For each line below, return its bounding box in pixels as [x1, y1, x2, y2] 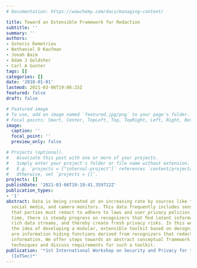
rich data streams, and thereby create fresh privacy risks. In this [11, 220, 185, 226]
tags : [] [6, 68, 28, 74]
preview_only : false [11, 139, 62, 145]
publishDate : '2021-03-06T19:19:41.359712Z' [6, 182, 117, 188]
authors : [6, 36, 28, 42]
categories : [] [6, 74, 43, 80]
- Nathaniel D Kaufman [6, 46, 62, 53]
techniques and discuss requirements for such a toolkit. [11, 242, 157, 248]
